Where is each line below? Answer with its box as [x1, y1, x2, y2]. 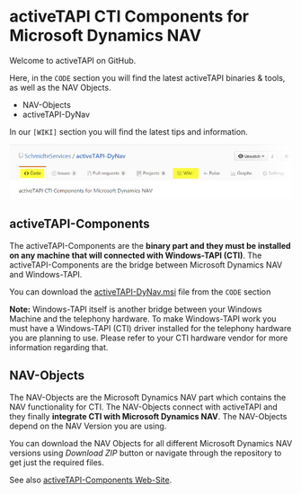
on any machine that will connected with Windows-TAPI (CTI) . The [9, 250, 262, 260]
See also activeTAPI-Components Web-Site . [9, 474, 173, 485]
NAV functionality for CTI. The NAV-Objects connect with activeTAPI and [9, 401, 279, 412]
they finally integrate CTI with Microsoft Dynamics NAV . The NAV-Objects [9, 410, 288, 421]
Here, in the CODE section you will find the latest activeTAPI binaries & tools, [9, 72, 286, 83]
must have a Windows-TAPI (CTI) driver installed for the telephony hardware [9, 322, 292, 333]
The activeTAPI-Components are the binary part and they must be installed [9, 240, 291, 251]
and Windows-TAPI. [9, 269, 83, 279]
